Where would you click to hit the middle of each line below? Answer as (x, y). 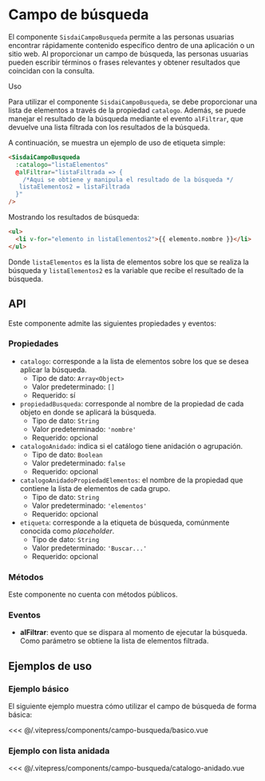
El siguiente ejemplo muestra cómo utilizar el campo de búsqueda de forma (132, 706)
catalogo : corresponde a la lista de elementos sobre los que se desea (134, 361)
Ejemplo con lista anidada (59, 751)
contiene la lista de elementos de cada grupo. (95, 488)
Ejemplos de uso (50, 666)
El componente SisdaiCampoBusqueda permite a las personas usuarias (121, 37)
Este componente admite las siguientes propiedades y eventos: (113, 323)
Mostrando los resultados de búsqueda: (74, 217)
